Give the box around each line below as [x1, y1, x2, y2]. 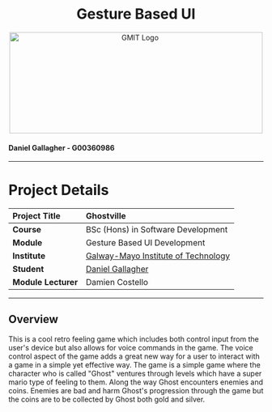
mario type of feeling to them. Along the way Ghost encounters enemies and [8, 377, 264, 387]
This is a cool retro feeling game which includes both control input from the [8, 333, 259, 344]
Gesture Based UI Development [85, 237, 206, 248]
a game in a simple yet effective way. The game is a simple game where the [8, 359, 261, 369]
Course [12, 224, 42, 236]
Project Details [8, 181, 109, 199]
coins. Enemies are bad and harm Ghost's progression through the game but [8, 385, 264, 395]
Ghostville [85, 210, 127, 222]
